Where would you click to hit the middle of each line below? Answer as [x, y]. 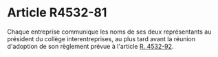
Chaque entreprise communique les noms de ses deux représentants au [109, 32]
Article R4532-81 [57, 13]
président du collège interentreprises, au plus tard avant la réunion [101, 38]
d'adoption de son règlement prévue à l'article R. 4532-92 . [90, 46]
